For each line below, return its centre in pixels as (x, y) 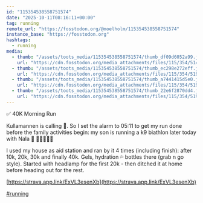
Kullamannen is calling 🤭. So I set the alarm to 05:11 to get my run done (94, 125)
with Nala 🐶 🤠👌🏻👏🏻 (30, 138)
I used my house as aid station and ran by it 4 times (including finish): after (99, 150)
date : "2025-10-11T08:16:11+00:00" (51, 18)
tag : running (23, 23)
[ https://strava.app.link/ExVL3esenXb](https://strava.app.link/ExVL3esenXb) (101, 182)
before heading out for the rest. (45, 170)
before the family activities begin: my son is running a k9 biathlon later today (101, 132)
